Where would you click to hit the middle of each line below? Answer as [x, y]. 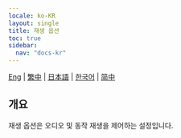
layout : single [34, 23]
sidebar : [23, 46]
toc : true [25, 38]
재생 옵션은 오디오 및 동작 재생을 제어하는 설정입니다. [91, 125]
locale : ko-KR [32, 16]
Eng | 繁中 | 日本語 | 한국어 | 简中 [62, 77]
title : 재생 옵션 [34, 30]
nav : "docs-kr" [41, 53]
